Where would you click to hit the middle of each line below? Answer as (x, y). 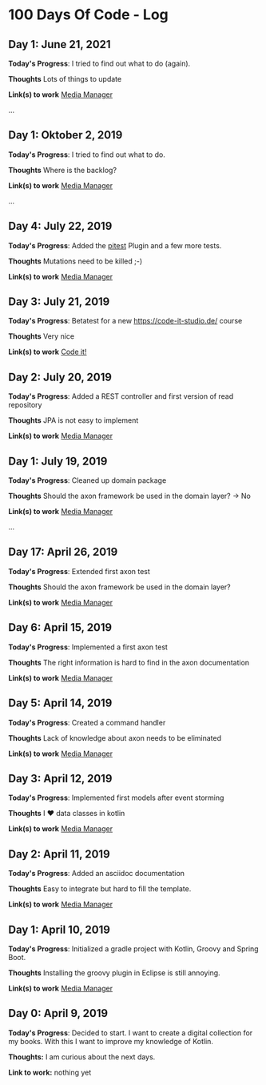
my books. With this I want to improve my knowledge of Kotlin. (111, 1041)
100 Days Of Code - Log (89, 15)
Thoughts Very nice (41, 336)
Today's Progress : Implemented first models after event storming (116, 798)
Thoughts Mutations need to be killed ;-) (75, 261)
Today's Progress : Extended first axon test (79, 571)
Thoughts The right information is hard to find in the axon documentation (129, 662)
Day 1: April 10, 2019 (59, 929)
